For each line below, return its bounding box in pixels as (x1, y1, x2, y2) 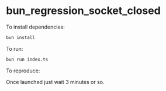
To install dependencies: (6, 23, 65, 30)
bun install (6, 34, 35, 40)
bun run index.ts (6, 57, 49, 62)
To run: (6, 45, 23, 52)
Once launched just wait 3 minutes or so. (6, 78, 105, 85)
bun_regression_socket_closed (6, 4, 161, 17)
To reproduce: (6, 67, 40, 74)
